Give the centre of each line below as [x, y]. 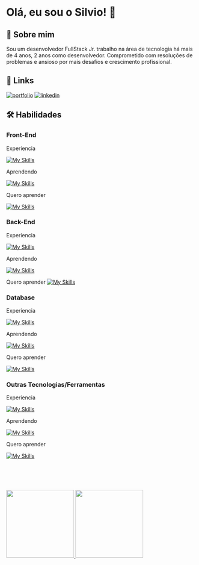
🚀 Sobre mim [31, 35]
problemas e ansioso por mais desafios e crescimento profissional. [89, 62]
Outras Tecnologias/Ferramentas [56, 385]
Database [20, 298]
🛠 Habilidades [34, 115]
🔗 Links [20, 81]
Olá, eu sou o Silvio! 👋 [61, 12]
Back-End [21, 222]
